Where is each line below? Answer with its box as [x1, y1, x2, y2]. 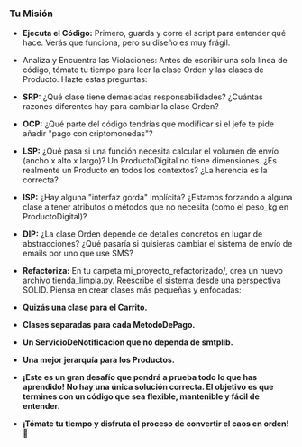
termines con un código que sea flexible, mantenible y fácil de [22, 391, 260, 402]
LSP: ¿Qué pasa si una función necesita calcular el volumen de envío [22, 145, 279, 156]
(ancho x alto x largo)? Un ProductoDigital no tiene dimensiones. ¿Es [22, 155, 278, 166]
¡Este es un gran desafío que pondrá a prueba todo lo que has [22, 372, 258, 383]
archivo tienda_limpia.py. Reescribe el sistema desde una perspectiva [22, 275, 281, 286]
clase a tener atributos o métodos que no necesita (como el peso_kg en [22, 201, 289, 212]
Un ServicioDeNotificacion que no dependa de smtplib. [22, 337, 233, 348]
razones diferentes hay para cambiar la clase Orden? [22, 101, 219, 112]
